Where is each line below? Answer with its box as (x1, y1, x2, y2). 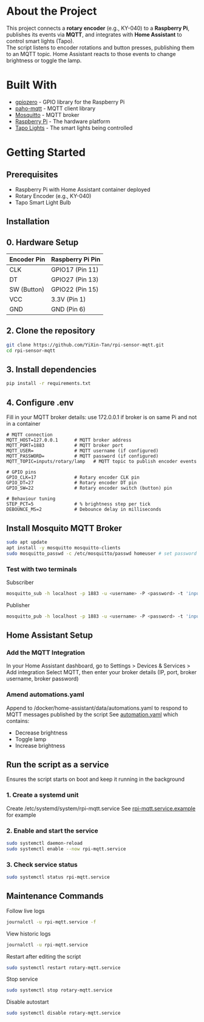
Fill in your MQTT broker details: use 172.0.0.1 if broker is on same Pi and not (6, 414, 197, 421)
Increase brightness (15, 742, 66, 749)
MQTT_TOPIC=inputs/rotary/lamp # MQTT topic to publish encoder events (6, 459, 197, 465)
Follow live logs (6, 907, 45, 914)
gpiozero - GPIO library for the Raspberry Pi (15, 98, 125, 105)
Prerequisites (6, 169, 58, 180)
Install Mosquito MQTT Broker (6, 523, 123, 534)
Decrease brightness (15, 729, 68, 736)
